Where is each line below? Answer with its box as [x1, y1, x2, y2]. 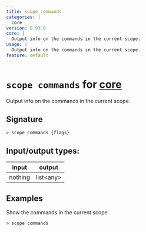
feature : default [6, 52, 49, 58]
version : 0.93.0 [6, 25, 46, 31]
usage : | [6, 42, 28, 48]
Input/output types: [6, 145, 80, 156]
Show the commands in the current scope [6, 209, 108, 216]
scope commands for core [6, 78, 122, 91]
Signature [6, 114, 43, 124]
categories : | [6, 14, 41, 20]
